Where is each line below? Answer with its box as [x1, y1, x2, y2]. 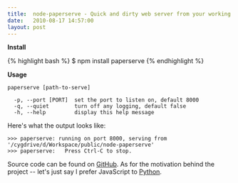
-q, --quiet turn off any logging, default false [14, 103, 187, 110]
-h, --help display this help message [14, 109, 155, 116]
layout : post [7, 23, 46, 30]
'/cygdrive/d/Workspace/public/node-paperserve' [7, 141, 155, 149]
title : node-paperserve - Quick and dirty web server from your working [7, 10, 232, 18]
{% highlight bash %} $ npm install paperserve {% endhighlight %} [7, 57, 205, 65]
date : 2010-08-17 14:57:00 [7, 17, 94, 24]
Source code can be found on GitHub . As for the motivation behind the [7, 160, 215, 169]
